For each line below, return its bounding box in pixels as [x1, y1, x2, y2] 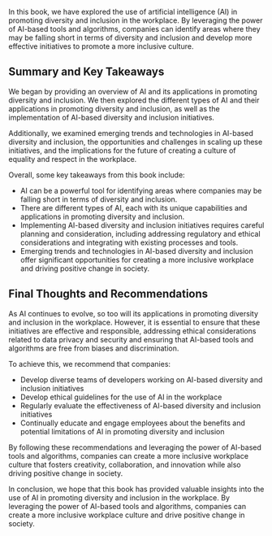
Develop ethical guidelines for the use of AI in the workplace [19, 392, 222, 402]
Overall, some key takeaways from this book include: [8, 170, 185, 180]
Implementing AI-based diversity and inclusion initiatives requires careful [19, 220, 265, 230]
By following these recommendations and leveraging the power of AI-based [8, 442, 262, 452]
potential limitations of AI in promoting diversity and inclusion [19, 426, 225, 436]
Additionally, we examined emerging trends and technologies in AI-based [8, 128, 253, 137]
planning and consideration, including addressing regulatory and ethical [19, 229, 261, 238]
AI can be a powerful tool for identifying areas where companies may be [19, 185, 262, 195]
